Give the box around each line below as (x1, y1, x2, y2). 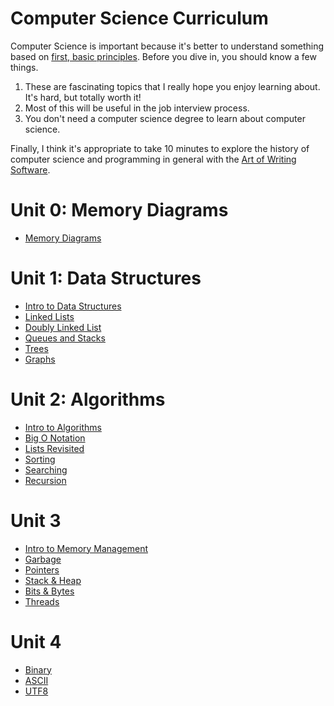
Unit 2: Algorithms (10, 388, 166, 411)
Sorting (24, 453, 56, 465)
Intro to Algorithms (24, 421, 102, 433)
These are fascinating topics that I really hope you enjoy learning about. (24, 80, 321, 92)
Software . (10, 163, 51, 176)
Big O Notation (24, 432, 86, 444)
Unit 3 (10, 509, 62, 532)
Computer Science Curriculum (10, 7, 269, 30)
